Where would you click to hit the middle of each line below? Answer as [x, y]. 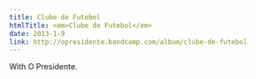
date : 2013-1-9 [37, 33]
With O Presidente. [43, 67]
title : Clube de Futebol [55, 17]
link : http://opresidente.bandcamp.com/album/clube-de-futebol [128, 42]
